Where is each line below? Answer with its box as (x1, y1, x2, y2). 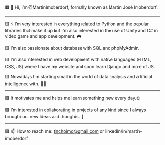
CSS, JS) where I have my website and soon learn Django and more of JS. (5, 64, 155, 69)
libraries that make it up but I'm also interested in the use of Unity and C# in (5, 28, 158, 33)
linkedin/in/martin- (105, 128, 142, 134)
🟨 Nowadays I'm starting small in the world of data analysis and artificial (5, 74, 152, 79)
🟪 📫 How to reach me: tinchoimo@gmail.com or (5, 128, 104, 134)
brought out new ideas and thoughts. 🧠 (5, 114, 84, 119)
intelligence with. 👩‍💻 (5, 81, 47, 87)
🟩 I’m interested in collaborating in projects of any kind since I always (5, 107, 146, 113)
